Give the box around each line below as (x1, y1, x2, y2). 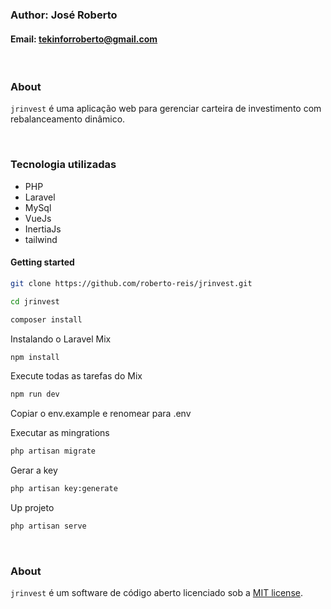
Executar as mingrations (10, 427, 110, 439)
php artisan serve (10, 521, 87, 532)
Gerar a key (10, 464, 58, 477)
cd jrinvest (10, 296, 60, 307)
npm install (10, 352, 60, 362)
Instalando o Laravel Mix (10, 333, 112, 345)
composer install (10, 314, 83, 325)
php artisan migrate (10, 446, 97, 457)
